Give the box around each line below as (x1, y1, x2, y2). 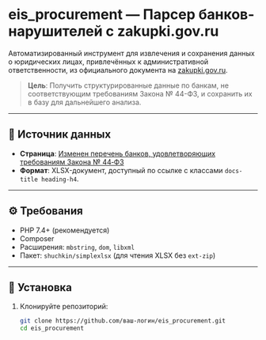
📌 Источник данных (8, 128, 112, 142)
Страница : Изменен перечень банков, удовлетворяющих (19, 149, 216, 158)
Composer (19, 233, 55, 243)
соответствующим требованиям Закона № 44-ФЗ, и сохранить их (27, 89, 253, 98)
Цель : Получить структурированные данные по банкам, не (27, 81, 230, 90)
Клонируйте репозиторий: (19, 302, 108, 312)
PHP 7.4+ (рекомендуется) (19, 225, 110, 235)
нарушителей (8, 22, 103, 40)
